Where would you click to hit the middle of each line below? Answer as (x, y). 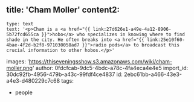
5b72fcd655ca (23, 34)
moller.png (20, 68)
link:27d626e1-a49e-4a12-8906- (132, 29)
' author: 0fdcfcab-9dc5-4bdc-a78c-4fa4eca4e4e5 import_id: (110, 68)
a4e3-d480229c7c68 (33, 80)
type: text (20, 24)
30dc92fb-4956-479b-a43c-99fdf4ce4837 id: (64, 74)
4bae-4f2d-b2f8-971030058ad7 (43, 45)
